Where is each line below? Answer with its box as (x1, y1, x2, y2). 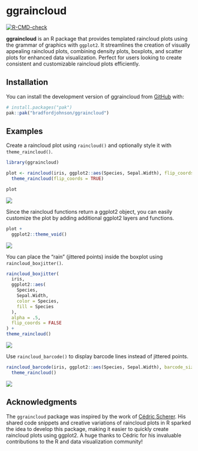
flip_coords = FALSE (11, 320, 62, 326)
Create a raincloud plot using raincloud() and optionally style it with (6, 142, 172, 149)
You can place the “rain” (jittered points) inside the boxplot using (6, 253, 163, 260)
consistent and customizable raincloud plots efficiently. (6, 60, 140, 67)
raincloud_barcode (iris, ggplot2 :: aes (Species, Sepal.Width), (6, 364, 162, 370)
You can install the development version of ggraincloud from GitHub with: (6, 93, 184, 100)
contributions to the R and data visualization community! (6, 438, 143, 445)
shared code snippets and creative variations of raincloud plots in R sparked (6, 419, 192, 426)
